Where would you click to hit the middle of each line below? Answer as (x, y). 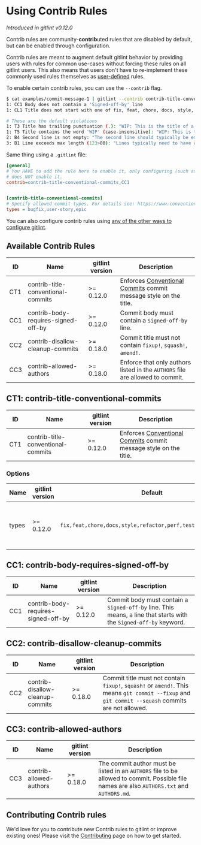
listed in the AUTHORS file (153, 370)
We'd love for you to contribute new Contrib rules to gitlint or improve (92, 829)
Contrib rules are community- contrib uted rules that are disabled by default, (99, 39)
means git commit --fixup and (147, 693)
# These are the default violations (52, 121)
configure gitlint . (26, 227)
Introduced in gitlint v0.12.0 (39, 28)
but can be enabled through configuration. (58, 46)
